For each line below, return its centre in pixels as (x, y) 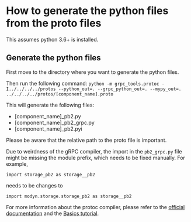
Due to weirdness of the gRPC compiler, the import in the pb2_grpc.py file (94, 151)
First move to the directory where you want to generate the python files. (93, 72)
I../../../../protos (31, 89)
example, (17, 164)
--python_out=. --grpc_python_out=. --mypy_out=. (120, 89)
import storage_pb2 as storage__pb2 (51, 175)
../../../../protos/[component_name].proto (60, 94)
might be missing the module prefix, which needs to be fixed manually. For (96, 158)
